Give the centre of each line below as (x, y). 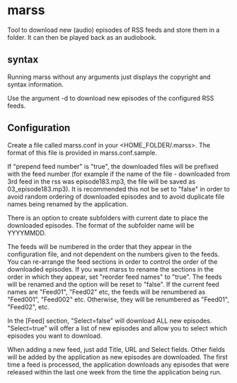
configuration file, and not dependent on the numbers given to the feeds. (114, 254)
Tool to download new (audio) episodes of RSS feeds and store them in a (114, 30)
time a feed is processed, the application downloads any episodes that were (118, 365)
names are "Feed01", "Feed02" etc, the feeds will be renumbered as (106, 292)
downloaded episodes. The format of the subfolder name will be (101, 225)
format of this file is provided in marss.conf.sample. (82, 152)
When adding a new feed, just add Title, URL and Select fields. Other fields (116, 349)
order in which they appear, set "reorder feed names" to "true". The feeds (115, 277)
